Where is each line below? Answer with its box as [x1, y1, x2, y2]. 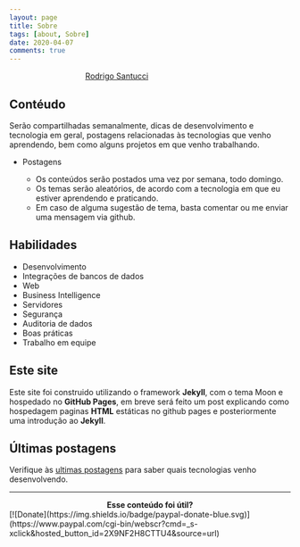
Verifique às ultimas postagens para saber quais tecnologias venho [9, 465, 257, 476]
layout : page [9, 12, 58, 22]
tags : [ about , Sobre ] [9, 29, 90, 38]
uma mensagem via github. [35, 211, 136, 222]
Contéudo [9, 96, 66, 112]
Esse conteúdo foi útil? [106, 500, 194, 510]
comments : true [9, 46, 66, 55]
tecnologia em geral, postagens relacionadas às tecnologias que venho [9, 129, 271, 140]
